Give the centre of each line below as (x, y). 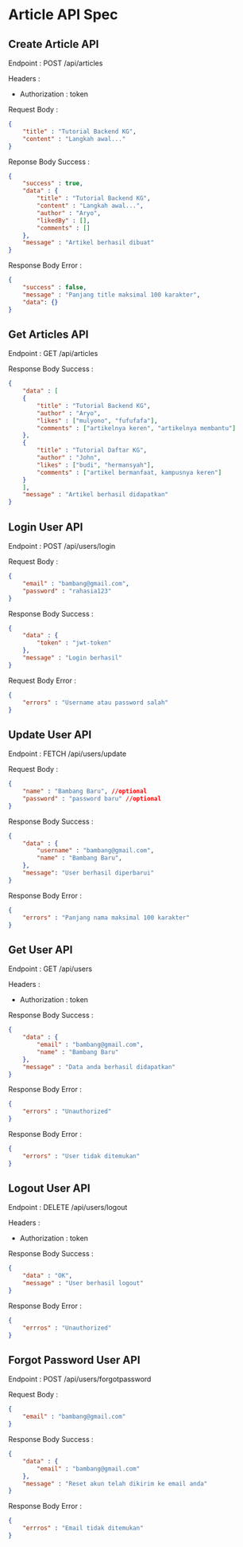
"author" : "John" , (69, 458)
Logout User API (49, 1189)
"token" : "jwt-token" (74, 643)
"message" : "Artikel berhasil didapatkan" (96, 495)
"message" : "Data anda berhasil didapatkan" (99, 1067)
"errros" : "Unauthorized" (67, 1328)
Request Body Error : (42, 680)
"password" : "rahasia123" (67, 591)
